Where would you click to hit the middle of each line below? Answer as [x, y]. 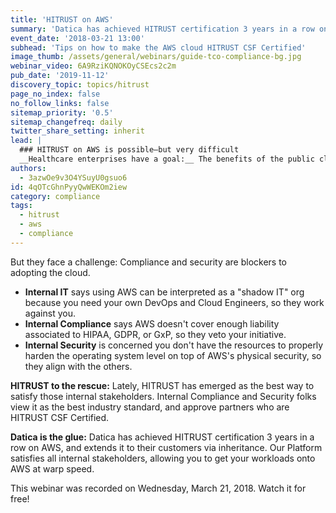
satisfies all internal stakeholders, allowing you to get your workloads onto [163, 458]
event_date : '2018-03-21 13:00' [77, 38]
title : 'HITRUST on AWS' [62, 19]
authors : [28, 168]
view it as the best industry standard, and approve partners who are [150, 407]
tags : [21, 206]
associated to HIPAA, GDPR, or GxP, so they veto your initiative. [155, 334]
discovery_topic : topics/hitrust [80, 85]
